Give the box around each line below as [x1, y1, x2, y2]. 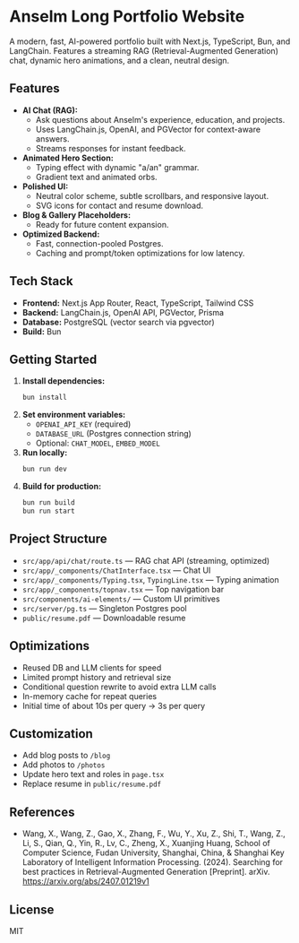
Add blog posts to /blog [21, 750, 111, 761]
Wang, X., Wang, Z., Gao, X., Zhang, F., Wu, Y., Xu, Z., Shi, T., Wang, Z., [21, 828, 286, 839]
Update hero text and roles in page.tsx [21, 769, 165, 780]
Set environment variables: [21, 410, 126, 420]
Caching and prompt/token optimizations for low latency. [35, 247, 245, 258]
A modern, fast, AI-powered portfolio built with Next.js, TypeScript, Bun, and [9, 36, 291, 47]
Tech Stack [9, 273, 73, 289]
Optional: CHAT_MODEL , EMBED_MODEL [35, 437, 161, 449]
